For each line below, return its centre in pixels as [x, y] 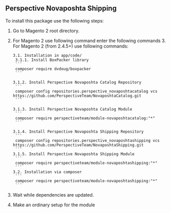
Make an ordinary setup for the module [54, 205]
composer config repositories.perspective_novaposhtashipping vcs [87, 140]
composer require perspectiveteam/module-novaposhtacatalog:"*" [85, 118]
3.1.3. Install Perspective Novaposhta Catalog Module [72, 109]
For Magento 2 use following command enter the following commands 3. [89, 40]
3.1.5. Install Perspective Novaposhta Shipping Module [73, 154]
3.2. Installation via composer [47, 172]
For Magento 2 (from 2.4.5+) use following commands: [70, 46]
